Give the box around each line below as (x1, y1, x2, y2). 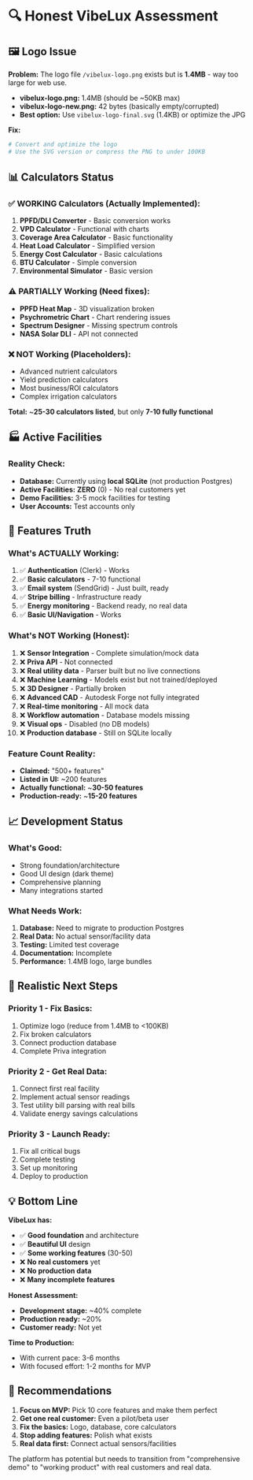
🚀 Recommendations (8, 1385, 112, 1398)
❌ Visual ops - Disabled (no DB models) (19, 719, 150, 728)
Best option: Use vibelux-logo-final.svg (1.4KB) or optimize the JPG (19, 110, 246, 119)
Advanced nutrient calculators (19, 366, 118, 376)
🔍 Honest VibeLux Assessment (8, 7, 218, 25)
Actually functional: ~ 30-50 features (19, 783, 144, 792)
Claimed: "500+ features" (19, 766, 104, 775)
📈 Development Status (8, 815, 123, 828)
